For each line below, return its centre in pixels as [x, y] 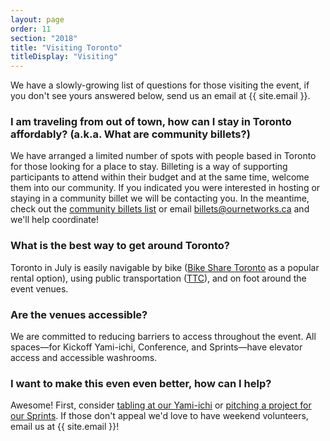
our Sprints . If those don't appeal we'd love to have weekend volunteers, [159, 416]
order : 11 [31, 29]
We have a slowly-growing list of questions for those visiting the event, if [160, 85]
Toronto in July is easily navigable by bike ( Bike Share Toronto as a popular [165, 267]
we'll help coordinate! [54, 220]
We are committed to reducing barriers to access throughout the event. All [163, 337]
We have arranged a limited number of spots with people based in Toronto [163, 156]
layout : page [37, 19]
